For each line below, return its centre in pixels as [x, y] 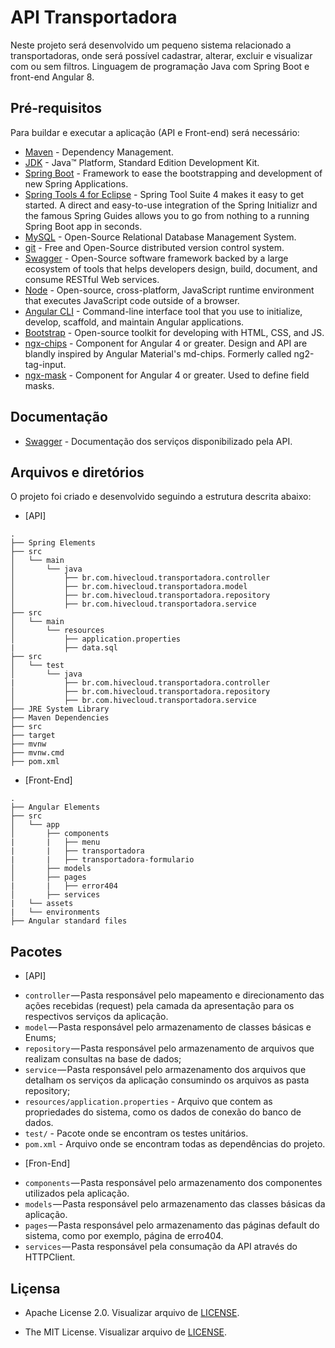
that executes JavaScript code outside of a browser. [132, 300]
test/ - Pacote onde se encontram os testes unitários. [136, 1133]
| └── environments [55, 912]
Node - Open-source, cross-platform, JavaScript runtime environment [169, 290]
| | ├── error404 [64, 886]
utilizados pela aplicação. [77, 1193]
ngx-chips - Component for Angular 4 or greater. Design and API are [166, 343]
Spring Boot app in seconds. [83, 226]
